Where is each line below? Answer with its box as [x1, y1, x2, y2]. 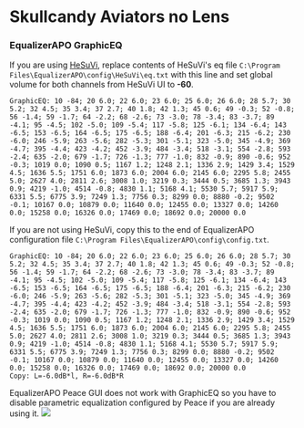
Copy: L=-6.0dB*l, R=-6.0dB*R [9, 371, 125, 381]
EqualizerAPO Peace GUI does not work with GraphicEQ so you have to [9, 388, 277, 399]
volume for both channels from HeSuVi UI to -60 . [9, 79, 194, 90]
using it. [9, 408, 39, 419]
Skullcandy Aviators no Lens [9, 6, 230, 27]
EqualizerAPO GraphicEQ [9, 39, 123, 52]
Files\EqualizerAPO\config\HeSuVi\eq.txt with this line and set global [9, 69, 273, 80]
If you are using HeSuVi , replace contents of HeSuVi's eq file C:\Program [9, 59, 280, 70]
